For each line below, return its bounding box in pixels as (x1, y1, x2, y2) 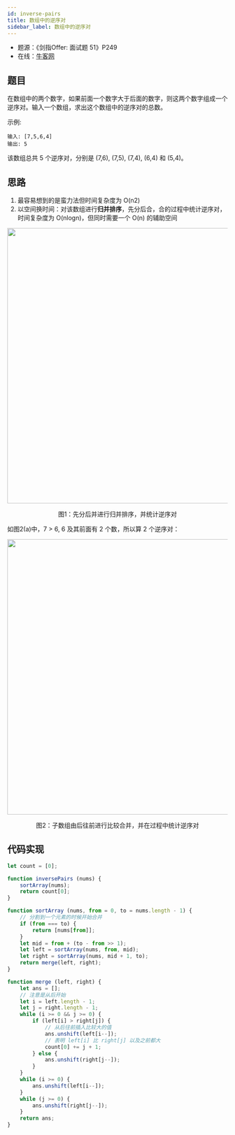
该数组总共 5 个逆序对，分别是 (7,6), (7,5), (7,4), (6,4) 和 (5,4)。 (7, 154, 187, 162)
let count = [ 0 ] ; (7, 862, 58, 869)
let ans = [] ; (20, 985, 61, 992)
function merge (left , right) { (7, 978, 101, 985)
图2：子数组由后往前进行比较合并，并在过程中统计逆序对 (36, 821, 199, 829)
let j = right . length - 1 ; (20, 1004, 99, 1011)
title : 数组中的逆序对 (7, 17, 66, 24)
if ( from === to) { (20, 920, 77, 927)
